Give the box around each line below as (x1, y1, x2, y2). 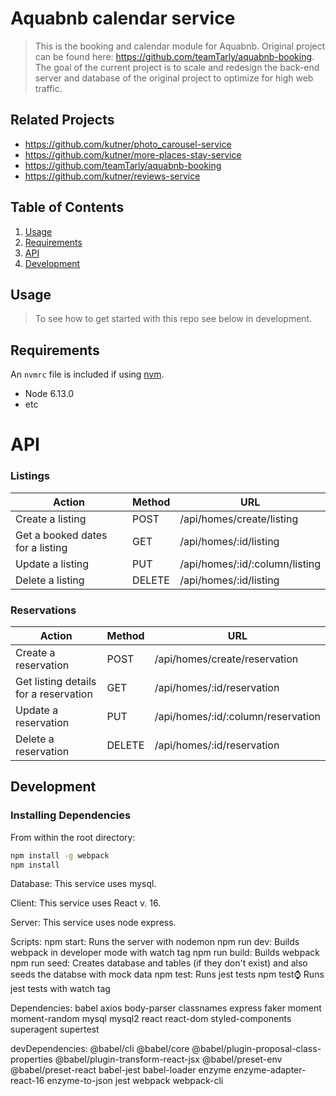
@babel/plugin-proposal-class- (191, 1043, 322, 1055)
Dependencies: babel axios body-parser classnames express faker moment (10, 1002, 322, 1014)
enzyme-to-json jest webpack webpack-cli (46, 1075, 224, 1087)
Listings (10, 469, 50, 483)
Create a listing (15, 512, 87, 526)
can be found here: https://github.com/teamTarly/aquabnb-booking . (34, 50, 315, 62)
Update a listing (15, 557, 90, 571)
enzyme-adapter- (233, 1064, 307, 1076)
